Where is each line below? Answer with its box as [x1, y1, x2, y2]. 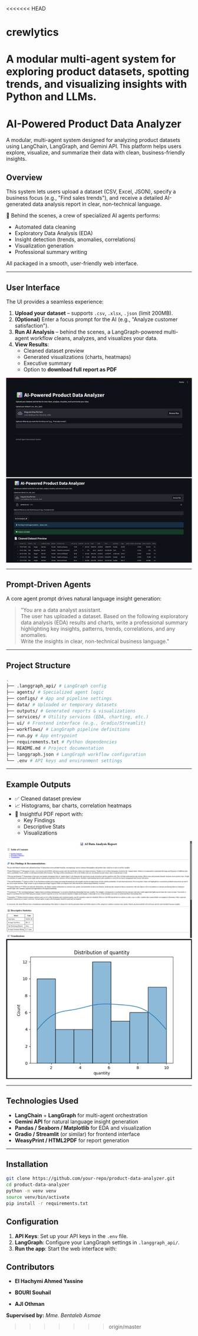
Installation [6, 1159, 48, 1169]
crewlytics [6, 26, 59, 39]
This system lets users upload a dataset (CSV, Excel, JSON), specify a [6, 188, 176, 195]
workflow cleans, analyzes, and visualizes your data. [30, 334, 158, 341]
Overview [6, 172, 43, 182]
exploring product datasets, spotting [6, 65, 190, 78]
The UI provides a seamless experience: [6, 298, 104, 305]
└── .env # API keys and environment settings [6, 757, 123, 764]
